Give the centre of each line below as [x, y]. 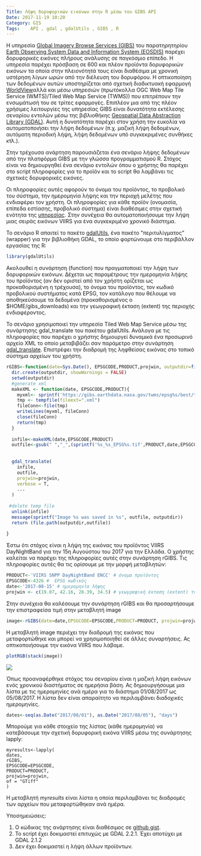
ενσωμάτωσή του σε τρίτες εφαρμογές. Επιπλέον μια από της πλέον [92, 103]
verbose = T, [33, 484]
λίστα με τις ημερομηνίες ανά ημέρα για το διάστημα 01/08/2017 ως [92, 691]
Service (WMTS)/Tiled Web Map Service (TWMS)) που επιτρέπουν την [94, 96]
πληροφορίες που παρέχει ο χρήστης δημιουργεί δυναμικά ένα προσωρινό [100, 337]
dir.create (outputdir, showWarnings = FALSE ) [69, 372]
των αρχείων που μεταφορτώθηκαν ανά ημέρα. [66, 804]
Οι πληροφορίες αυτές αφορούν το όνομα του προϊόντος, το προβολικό [96, 190]
